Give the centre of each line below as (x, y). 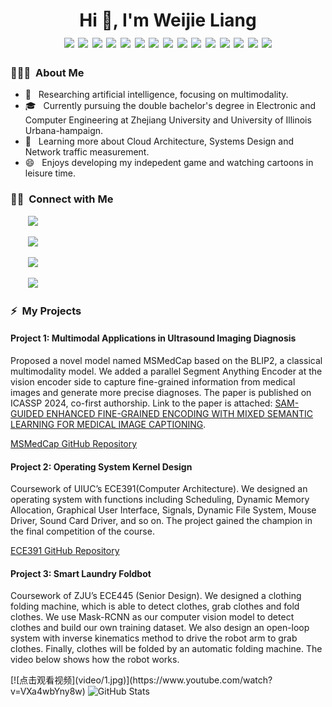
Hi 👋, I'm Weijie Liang (168, 20)
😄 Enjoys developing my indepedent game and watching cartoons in (169, 163)
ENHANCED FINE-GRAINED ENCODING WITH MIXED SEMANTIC (180, 413)
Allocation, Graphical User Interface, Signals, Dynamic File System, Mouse (163, 510)
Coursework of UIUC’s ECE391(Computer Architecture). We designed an (159, 489)
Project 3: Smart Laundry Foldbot (81, 573)
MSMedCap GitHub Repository (74, 443)
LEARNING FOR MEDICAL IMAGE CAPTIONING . (108, 424)
